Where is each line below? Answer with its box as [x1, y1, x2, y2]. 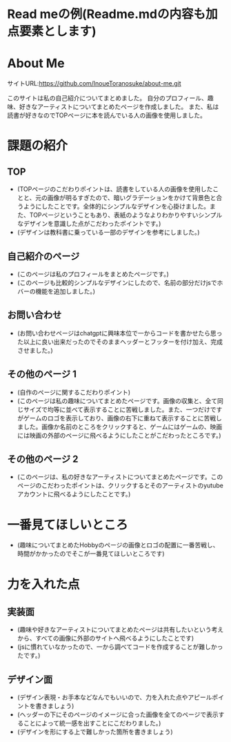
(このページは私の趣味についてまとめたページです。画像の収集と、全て [17, 396, 218, 404]
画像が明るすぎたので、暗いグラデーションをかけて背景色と [47, 194, 217, 202]
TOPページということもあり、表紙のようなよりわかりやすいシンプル [29, 211, 223, 219]
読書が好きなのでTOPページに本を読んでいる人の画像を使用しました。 [7, 111, 207, 119]
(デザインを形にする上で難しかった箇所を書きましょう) [17, 728, 174, 736]
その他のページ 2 [7, 453, 79, 465]
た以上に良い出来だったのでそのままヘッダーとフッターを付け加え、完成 [17, 338, 223, 346]
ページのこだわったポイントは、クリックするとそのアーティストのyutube [17, 481, 224, 490]
